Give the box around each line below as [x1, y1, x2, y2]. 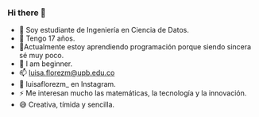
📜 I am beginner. [18, 59, 73, 68]
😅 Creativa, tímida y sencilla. [18, 99, 115, 110]
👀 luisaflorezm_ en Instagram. [18, 80, 116, 89]
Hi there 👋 [7, 7, 47, 18]
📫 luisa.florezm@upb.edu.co [18, 68, 115, 78]
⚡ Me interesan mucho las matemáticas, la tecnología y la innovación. [18, 88, 247, 98]
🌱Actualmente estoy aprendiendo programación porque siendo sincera [18, 42, 252, 52]
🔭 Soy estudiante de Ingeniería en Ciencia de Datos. [18, 25, 190, 35]
